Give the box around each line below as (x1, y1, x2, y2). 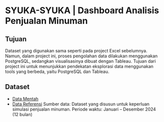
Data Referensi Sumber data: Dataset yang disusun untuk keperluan (12, 101, 150, 107)
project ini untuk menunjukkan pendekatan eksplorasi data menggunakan (5, 64, 154, 69)
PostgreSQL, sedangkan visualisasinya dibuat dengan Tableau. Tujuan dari (5, 58, 156, 64)
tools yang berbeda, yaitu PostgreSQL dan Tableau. (5, 69, 109, 74)
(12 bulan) (12, 111, 33, 117)
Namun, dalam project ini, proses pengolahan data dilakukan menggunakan (5, 53, 158, 59)
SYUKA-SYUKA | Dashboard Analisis (5, 5, 160, 16)
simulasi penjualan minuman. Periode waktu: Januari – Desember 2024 (12, 106, 156, 112)
